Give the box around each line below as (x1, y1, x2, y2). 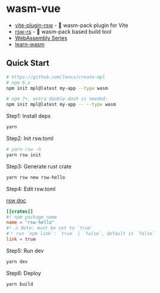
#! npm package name (6, 214, 58, 220)
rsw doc (6, 197, 27, 204)
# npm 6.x (6, 80, 31, 86)
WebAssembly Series (14, 34, 67, 41)
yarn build (6, 281, 33, 287)
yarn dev (6, 258, 28, 265)
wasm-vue (6, 2, 61, 16)
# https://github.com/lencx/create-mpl (6, 74, 106, 80)
